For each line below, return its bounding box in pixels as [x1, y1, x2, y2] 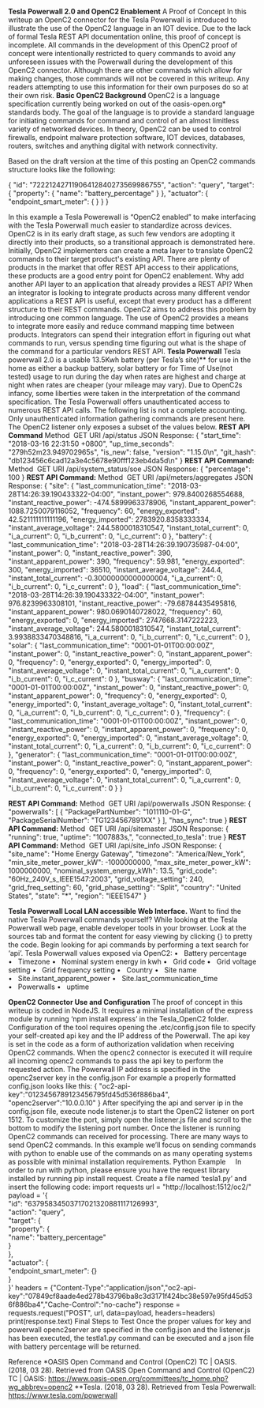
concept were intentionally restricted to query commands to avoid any [8, 49, 236, 58]
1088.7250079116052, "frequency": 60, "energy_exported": [8, 506, 200, 515]
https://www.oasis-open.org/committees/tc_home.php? [47, 1374, 229, 1383]
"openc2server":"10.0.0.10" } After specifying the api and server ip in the [8, 1098, 244, 1108]
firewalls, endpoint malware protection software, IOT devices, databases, [8, 133, 246, 142]
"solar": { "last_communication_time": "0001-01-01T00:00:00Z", [8, 640, 215, 650]
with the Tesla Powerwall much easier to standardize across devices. [8, 221, 232, 230]
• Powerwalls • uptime [8, 982, 89, 991]
